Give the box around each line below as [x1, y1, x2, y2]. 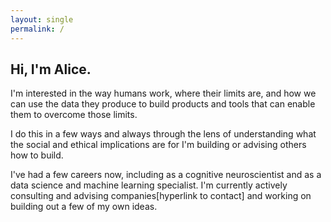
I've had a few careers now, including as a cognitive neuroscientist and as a [10, 169, 322, 181]
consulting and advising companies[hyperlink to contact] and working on [10, 190, 312, 202]
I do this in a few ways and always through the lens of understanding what [10, 128, 317, 140]
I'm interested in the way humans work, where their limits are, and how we [10, 87, 317, 100]
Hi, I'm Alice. [10, 61, 92, 78]
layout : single [10, 14, 74, 25]
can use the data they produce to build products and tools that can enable [10, 98, 316, 110]
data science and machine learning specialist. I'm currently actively [10, 179, 288, 191]
